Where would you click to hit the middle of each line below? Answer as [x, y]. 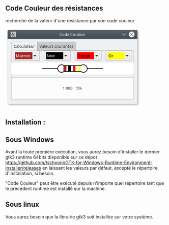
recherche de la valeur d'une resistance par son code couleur [70, 20]
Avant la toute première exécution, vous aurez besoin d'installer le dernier [82, 152]
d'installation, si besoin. [30, 173]
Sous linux [22, 204]
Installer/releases [23, 168]
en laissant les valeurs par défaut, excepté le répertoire [100, 168]
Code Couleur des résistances [54, 8]
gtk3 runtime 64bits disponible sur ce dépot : [53, 157]
